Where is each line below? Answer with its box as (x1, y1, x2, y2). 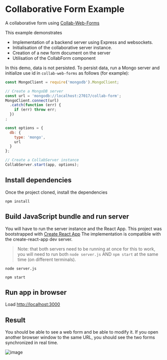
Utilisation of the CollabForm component (12, 55, 96, 61)
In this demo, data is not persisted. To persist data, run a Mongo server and (5, 65, 160, 71)
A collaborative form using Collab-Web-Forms (5, 20, 100, 26)
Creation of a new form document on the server (12, 50, 111, 56)
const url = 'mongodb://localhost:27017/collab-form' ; (5, 93, 122, 98)
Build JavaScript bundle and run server (5, 213, 129, 221)
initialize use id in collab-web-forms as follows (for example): (5, 70, 130, 76)
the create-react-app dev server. (5, 236, 73, 242)
